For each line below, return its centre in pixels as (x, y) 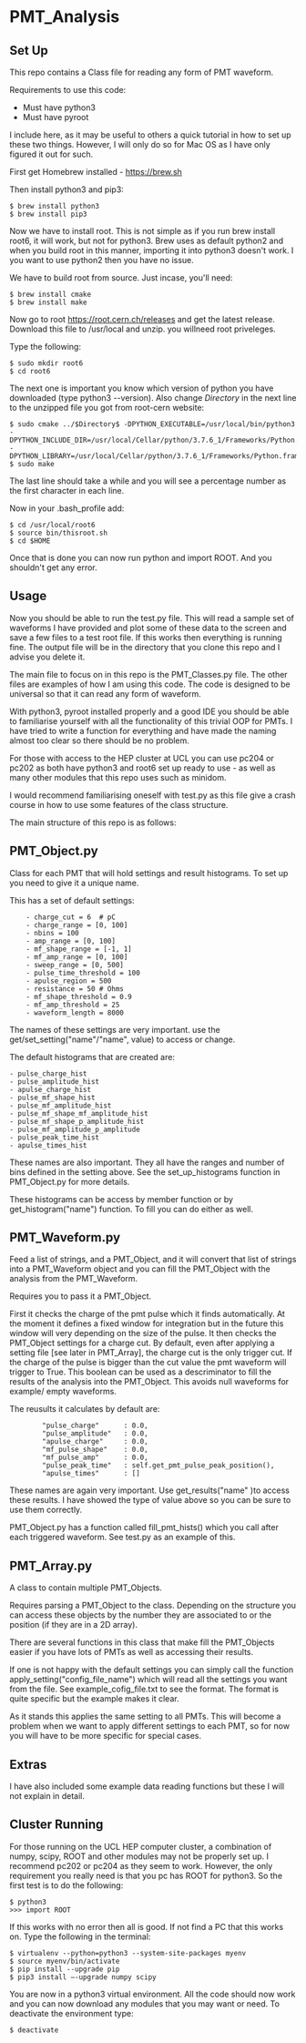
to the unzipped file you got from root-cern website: (107, 408)
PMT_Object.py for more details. (70, 1181)
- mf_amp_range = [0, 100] (77, 957)
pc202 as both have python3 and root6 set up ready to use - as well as (143, 768)
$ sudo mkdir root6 (46, 363)
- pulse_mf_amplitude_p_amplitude (75, 1129)
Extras (28, 1764)
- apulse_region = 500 (69, 981)
